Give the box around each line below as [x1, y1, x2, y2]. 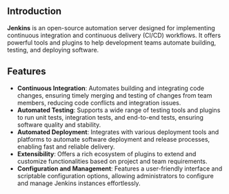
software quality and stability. [17, 120, 101, 129]
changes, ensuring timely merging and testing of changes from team [17, 91, 212, 99]
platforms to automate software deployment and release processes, [17, 135, 210, 143]
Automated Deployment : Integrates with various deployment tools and [17, 127, 219, 136]
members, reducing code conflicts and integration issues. [17, 98, 181, 107]
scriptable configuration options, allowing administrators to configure [17, 171, 214, 180]
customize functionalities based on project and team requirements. [17, 157, 208, 165]
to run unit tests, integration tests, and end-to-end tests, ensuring [17, 113, 203, 121]
